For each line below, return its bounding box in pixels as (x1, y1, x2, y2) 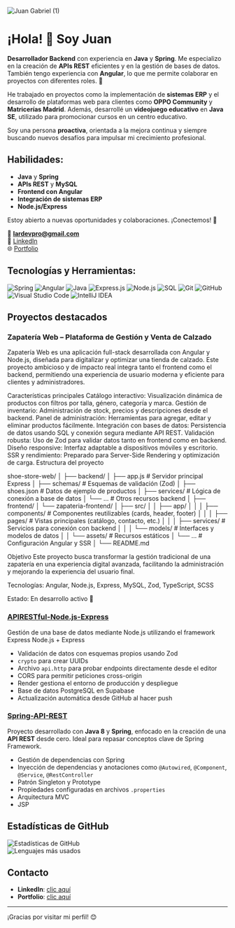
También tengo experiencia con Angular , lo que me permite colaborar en (7, 69, 218, 77)
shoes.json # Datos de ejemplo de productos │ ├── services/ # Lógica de (7, 487, 221, 495)
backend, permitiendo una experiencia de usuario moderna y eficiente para (7, 370, 225, 379)
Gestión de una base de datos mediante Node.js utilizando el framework (7, 628, 215, 637)
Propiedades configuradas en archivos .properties (17, 785, 166, 794)
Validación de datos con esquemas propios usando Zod (17, 649, 178, 658)
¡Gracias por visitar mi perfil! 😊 (7, 913, 97, 921)
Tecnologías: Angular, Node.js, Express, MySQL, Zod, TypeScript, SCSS (7, 581, 214, 590)
